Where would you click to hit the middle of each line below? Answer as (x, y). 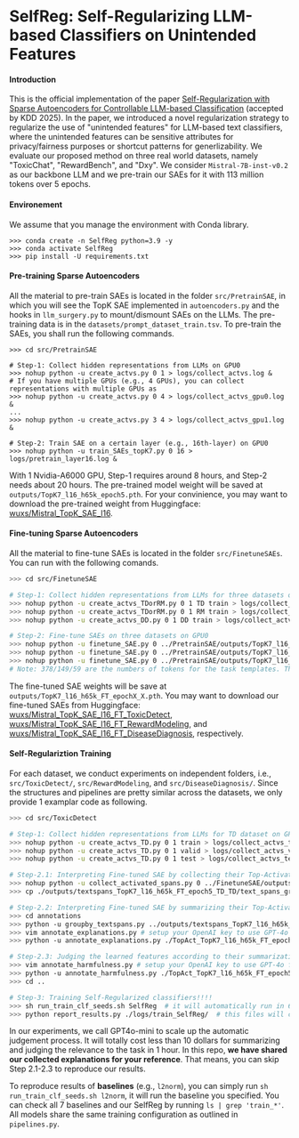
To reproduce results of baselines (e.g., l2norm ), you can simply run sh (139, 1086)
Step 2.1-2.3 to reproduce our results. (78, 1069)
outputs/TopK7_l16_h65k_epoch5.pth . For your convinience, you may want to (148, 494)
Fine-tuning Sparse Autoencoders (74, 533)
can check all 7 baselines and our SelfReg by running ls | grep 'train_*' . (147, 1105)
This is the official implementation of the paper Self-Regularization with (139, 99)
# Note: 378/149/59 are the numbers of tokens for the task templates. (145, 669)
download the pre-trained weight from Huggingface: (105, 504)
